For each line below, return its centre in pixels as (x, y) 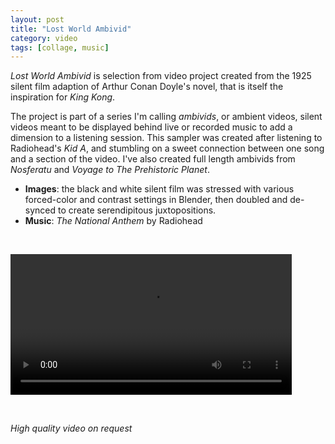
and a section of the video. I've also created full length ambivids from (153, 159)
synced (40, 210)
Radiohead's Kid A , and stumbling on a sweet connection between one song (167, 148)
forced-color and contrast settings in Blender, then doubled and (156, 200)
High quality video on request (71, 428)
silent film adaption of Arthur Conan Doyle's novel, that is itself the (147, 87)
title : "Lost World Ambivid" (71, 29)
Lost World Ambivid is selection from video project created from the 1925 (161, 76)
